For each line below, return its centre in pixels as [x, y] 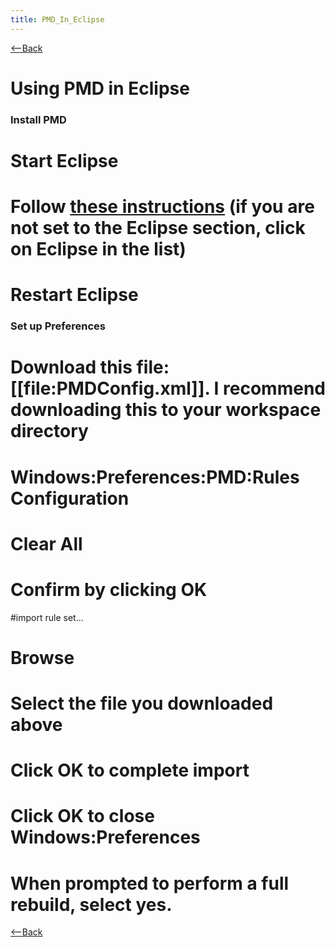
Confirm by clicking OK [109, 589]
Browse [42, 657]
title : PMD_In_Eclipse [57, 19]
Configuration [70, 498]
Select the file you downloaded [142, 703]
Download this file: [90, 367]
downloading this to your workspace [166, 410]
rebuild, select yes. [91, 904]
